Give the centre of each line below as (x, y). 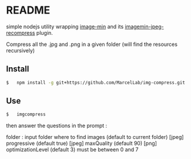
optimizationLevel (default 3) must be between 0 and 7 (73, 150)
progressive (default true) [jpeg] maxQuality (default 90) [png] (82, 143)
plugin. (44, 32)
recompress (21, 32)
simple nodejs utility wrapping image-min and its (65, 26)
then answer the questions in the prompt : (57, 126)
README (28, 10)
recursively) (21, 50)
